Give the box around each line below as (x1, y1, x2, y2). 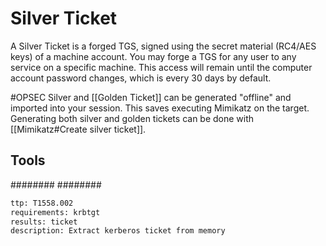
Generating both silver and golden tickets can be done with (10, 112, 255, 124)
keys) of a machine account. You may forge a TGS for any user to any (10, 50, 297, 62)
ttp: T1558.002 (10, 198, 74, 208)
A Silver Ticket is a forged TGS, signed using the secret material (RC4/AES (10, 40, 317, 52)
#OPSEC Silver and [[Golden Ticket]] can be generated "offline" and (10, 91, 292, 103)
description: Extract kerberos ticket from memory (10, 226, 226, 236)
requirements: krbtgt (10, 207, 101, 217)
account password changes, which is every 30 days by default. (10, 72, 272, 84)
